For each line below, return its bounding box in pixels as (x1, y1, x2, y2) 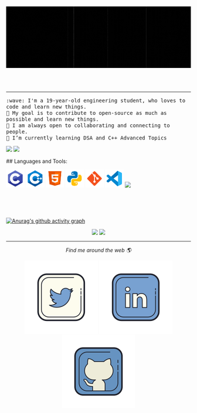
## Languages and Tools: (6, 158, 67, 165)
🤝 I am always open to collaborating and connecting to (6, 122, 170, 129)
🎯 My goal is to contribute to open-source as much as (6, 110, 167, 116)
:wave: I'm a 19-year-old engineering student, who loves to (6, 97, 186, 104)
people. (6, 128, 28, 135)
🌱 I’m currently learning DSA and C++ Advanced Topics (6, 134, 167, 141)
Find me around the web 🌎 (65, 247, 132, 254)
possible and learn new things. (6, 115, 99, 122)
